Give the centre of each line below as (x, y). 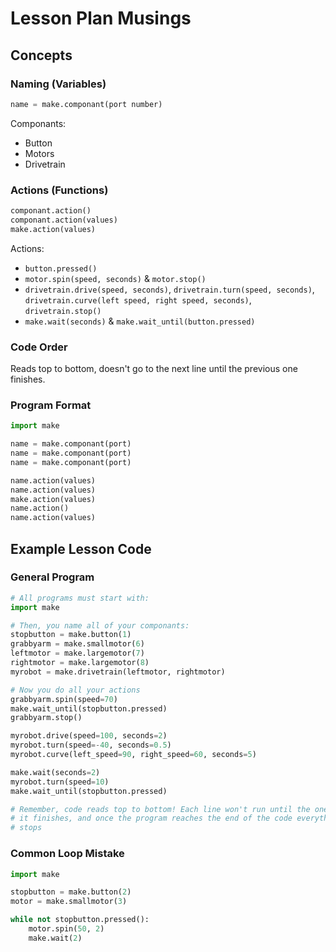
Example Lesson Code (81, 548)
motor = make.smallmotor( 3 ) (69, 902)
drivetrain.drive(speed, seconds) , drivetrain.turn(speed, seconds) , (169, 289)
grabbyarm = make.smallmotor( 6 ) (77, 644)
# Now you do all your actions (75, 690)
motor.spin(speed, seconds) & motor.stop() (115, 278)
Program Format (51, 405)
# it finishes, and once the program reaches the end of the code (151, 818)
